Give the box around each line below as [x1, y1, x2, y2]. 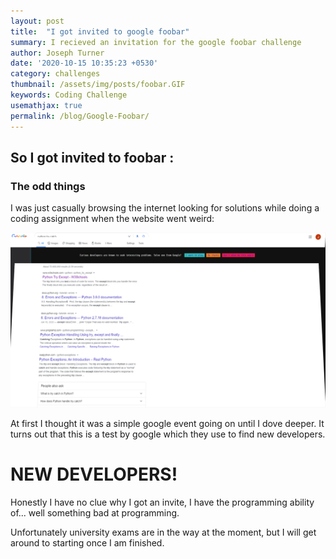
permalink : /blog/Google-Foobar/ [10, 111, 150, 121]
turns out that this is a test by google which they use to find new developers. [10, 428, 326, 440]
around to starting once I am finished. [10, 537, 165, 549]
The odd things [10, 179, 86, 193]
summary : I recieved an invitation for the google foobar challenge [10, 37, 302, 47]
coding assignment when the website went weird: [10, 213, 215, 225]
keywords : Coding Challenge [10, 90, 128, 100]
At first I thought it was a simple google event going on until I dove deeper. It [10, 418, 325, 430]
